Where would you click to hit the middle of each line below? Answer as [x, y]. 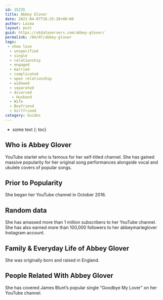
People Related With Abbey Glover [59, 276]
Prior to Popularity [34, 183]
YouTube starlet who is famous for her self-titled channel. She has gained [80, 157]
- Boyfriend [22, 106]
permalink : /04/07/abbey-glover [38, 38]
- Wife [16, 102]
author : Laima [20, 23]
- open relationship [31, 79]
